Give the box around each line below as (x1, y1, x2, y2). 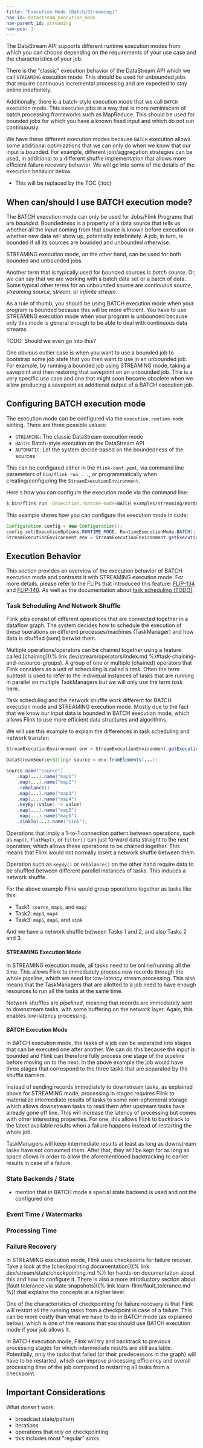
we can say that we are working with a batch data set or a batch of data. (6, 275, 186, 282)
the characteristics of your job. (6, 55, 83, 62)
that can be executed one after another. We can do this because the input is (6, 1046, 195, 1053)
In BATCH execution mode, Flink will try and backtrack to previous (6, 1337, 171, 1345)
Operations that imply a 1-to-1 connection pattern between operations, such (6, 829, 195, 837)
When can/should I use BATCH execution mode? (6, 197, 193, 207)
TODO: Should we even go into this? (6, 337, 97, 345)
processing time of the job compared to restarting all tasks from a (6, 1363, 170, 1370)
